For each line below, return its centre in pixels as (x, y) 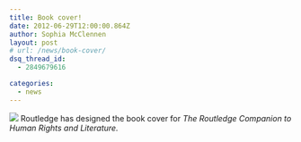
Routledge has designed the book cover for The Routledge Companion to (156, 118)
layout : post (34, 42)
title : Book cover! (46, 17)
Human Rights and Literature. (64, 128)
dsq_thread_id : (38, 59)
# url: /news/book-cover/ (58, 51)
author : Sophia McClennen (58, 34)
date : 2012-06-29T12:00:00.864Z (70, 26)
